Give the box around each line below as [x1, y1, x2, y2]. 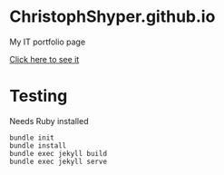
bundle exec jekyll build [9, 149, 107, 158]
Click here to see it [9, 53, 80, 64]
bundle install [9, 141, 67, 151]
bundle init [9, 133, 54, 142]
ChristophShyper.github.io [9, 6, 216, 27]
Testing [9, 86, 68, 106]
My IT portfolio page [9, 36, 86, 47]
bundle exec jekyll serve [9, 157, 107, 166]
